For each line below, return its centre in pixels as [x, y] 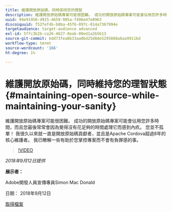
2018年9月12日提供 [25, 161]
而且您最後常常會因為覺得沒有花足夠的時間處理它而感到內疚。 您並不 [87, 127]
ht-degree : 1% [20, 53]
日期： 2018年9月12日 [28, 193]
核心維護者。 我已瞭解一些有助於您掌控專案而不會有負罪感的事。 [73, 140]
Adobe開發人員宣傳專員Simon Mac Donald [50, 182]
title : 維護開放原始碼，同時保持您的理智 [44, 10]
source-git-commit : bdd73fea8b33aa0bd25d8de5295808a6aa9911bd [73, 39]
